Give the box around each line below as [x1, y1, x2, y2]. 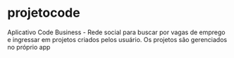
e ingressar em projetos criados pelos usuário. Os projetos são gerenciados [7, 35, 228, 43]
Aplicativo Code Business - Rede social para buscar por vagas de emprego [7, 28, 226, 36]
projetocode [7, 5, 80, 21]
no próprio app [7, 43, 51, 51]
